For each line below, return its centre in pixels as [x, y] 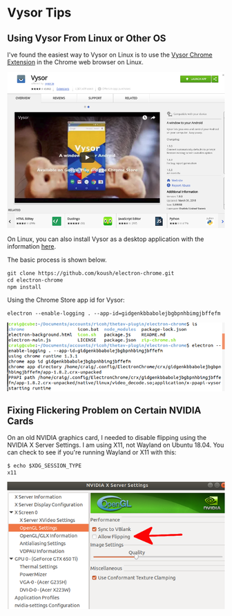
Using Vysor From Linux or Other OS [87, 38]
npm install [24, 287]
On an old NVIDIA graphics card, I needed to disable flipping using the [107, 438]
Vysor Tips [39, 13]
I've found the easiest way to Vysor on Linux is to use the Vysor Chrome [110, 55]
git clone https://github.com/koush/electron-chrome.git [91, 273]
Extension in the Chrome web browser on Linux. [75, 62]
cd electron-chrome [35, 280]
